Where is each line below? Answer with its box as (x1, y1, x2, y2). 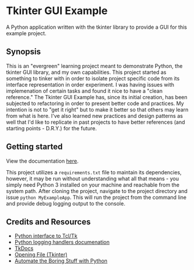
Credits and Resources (6, 217, 91, 227)
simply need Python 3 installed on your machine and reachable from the (6, 181, 180, 188)
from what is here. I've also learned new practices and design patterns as (6, 112, 183, 119)
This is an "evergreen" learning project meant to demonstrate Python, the (6, 62, 183, 69)
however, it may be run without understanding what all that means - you (6, 175, 179, 182)
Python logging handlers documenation (14, 239, 110, 246)
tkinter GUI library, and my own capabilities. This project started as (6, 69, 167, 76)
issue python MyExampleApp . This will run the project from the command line (6, 194, 187, 201)
